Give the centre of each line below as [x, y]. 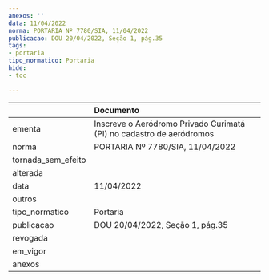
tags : [17, 46]
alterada [28, 172]
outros [25, 199]
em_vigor [29, 251]
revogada [30, 237]
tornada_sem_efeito [49, 160]
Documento [117, 110]
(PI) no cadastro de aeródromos [154, 133]
